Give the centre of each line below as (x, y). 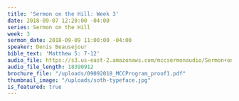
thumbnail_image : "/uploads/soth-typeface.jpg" (79, 80)
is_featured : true (34, 87)
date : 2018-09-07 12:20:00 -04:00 (59, 21)
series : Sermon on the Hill (49, 27)
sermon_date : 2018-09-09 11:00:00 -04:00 (70, 41)
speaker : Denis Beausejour (47, 47)
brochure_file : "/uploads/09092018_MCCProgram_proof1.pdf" (97, 73)
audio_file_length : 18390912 (51, 67)
